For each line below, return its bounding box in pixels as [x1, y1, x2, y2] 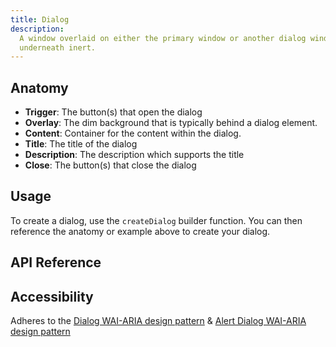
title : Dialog [10, 14, 70, 25]
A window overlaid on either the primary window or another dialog [19, 33, 307, 43]
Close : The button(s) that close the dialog [24, 159, 197, 171]
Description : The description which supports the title [24, 149, 245, 161]
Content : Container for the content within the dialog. [24, 127, 242, 140]
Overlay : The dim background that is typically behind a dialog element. [24, 117, 318, 129]
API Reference [10, 254, 102, 271]
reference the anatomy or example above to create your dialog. [10, 225, 271, 237]
